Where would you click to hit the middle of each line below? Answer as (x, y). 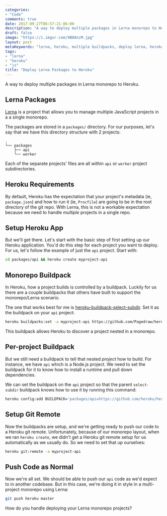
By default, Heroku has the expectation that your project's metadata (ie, (79, 196)
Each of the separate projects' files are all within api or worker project (76, 163)
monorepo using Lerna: (44, 490)
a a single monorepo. (27, 117)
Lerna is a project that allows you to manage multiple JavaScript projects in (82, 112)
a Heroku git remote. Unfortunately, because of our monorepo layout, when (82, 432)
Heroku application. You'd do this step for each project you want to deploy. (82, 245)
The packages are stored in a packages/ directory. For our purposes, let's (80, 127)
